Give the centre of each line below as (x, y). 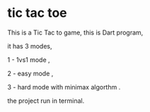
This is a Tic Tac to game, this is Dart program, (75, 32)
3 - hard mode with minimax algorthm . (64, 87)
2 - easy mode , (30, 73)
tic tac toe (37, 13)
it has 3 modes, (30, 46)
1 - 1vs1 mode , (29, 60)
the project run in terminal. (46, 101)
